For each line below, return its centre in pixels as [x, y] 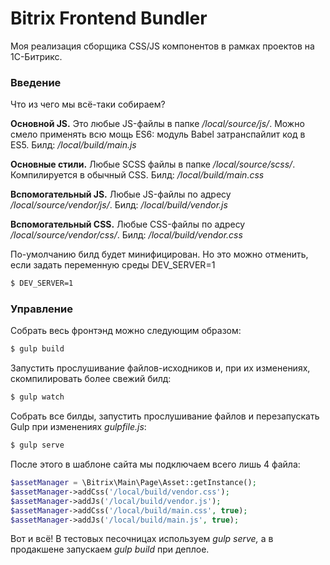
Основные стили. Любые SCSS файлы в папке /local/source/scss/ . [153, 164]
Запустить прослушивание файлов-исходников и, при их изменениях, [160, 368]
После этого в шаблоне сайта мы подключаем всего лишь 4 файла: [155, 464]
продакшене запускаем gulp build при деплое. [110, 549]
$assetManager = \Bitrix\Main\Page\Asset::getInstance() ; [133, 483]
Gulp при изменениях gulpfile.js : [78, 427]
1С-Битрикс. [36, 56]
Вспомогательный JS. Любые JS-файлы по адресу [121, 194]
